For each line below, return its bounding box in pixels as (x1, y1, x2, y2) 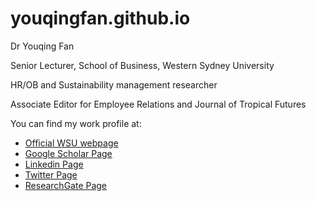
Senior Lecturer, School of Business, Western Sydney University (10, 59, 275, 71)
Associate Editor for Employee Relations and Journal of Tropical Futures (10, 98, 307, 110)
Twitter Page (24, 168, 78, 181)
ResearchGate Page (24, 179, 108, 191)
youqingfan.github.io (10, 7, 191, 30)
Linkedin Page (24, 158, 84, 170)
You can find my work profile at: (10, 117, 142, 129)
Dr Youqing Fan (10, 40, 75, 52)
